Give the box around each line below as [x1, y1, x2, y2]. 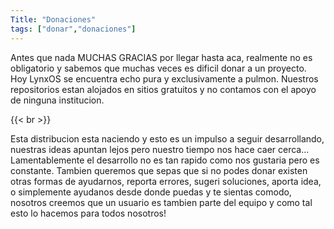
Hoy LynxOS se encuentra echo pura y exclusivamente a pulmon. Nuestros [10, 72, 319, 85]
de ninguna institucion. [10, 94, 105, 106]
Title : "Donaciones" [10, 14, 97, 25]
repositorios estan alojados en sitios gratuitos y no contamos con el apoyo [10, 83, 317, 95]
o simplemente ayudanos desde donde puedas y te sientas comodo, [10, 186, 292, 198]
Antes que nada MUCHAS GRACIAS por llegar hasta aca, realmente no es [10, 51, 313, 63]
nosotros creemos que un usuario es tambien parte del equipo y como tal [10, 196, 313, 208]
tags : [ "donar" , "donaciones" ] [10, 24, 137, 34]
